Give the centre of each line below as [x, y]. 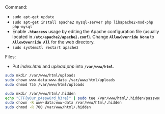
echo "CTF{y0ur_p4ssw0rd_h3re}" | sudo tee [50, 98]
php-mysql [22, 27]
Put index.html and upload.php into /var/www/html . [63, 66]
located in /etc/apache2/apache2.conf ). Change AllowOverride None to [83, 37]
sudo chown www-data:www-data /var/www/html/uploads [60, 80]
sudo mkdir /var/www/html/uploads [41, 76]
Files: [11, 57]
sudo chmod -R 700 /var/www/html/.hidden [48, 107]
